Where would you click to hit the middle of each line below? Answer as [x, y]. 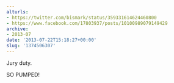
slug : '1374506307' [31, 46]
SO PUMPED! [23, 75]
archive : [17, 29]
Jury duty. [19, 63]
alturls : [17, 12]
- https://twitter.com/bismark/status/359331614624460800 [82, 18]
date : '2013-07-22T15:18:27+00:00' [52, 40]
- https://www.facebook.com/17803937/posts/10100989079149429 [87, 23]
